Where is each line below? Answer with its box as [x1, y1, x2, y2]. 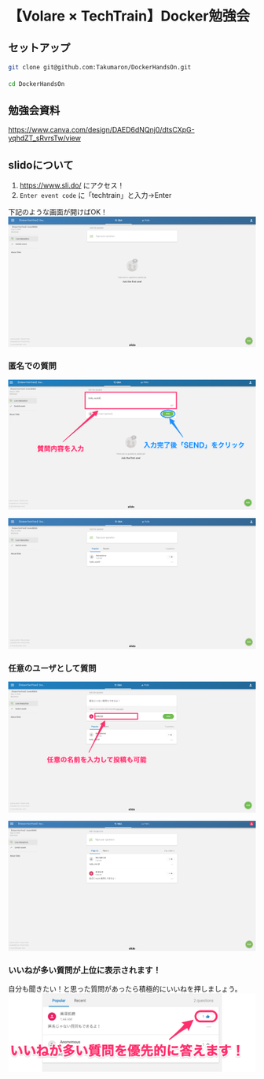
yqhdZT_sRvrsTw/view [8, 133, 81, 143]
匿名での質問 [8, 360, 57, 371]
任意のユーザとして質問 [8, 663, 97, 674]
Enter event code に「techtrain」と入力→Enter [19, 191, 172, 200]
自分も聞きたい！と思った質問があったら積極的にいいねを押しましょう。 [8, 984, 242, 994]
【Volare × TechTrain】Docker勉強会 [8, 7, 250, 25]
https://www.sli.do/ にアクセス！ [19, 180, 125, 190]
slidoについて [8, 158, 74, 172]
